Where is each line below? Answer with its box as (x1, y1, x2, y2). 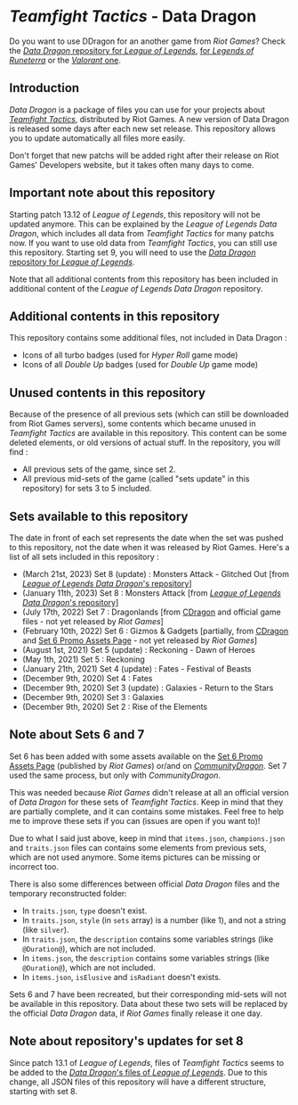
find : (9, 447, 28, 458)
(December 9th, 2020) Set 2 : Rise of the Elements (21, 702, 208, 712)
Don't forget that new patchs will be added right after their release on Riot (9, 150, 279, 161)
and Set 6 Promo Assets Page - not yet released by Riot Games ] (21, 635, 258, 646)
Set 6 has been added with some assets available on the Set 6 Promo (9, 751, 263, 762)
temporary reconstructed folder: (9, 887, 127, 898)
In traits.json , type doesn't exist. (21, 905, 148, 916)
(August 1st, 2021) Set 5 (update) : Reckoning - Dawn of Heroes (21, 645, 255, 655)
